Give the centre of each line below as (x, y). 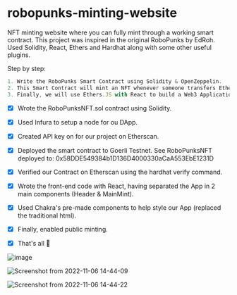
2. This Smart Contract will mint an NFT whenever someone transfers (112, 88)
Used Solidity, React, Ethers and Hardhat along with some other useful (109, 47)
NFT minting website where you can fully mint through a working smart (110, 32)
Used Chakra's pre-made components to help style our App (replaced (119, 207)
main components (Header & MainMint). (75, 194)
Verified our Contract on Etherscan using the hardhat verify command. (120, 172)
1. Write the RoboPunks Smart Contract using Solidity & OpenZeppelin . (115, 81)
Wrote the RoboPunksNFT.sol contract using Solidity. (95, 108)
